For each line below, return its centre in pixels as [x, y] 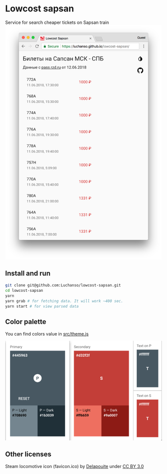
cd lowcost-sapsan [24, 291]
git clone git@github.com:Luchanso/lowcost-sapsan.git [63, 285]
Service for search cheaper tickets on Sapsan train [57, 22]
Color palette [26, 322]
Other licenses [28, 454]
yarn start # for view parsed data [42, 306]
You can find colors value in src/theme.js [47, 334]
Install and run [28, 273]
